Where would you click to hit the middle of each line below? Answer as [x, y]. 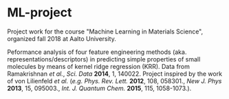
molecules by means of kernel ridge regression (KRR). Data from [99, 66]
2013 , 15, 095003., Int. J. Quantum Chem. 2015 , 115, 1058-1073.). [99, 88]
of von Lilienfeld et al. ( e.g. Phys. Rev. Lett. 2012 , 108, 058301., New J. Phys [115, 81]
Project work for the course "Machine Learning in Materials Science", [105, 31]
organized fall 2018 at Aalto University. [62, 38]
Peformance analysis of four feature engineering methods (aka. [97, 52]
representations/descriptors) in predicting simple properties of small [104, 59]
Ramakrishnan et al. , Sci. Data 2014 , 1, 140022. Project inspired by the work [115, 74]
